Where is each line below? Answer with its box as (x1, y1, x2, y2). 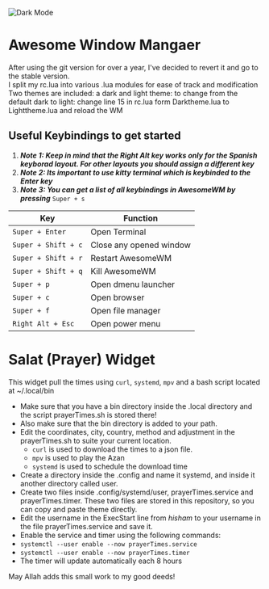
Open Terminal (90, 226, 147, 238)
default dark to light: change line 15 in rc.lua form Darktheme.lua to (8, 97, 230, 107)
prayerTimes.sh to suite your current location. (19, 435, 172, 445)
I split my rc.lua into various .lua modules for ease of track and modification (8, 79, 259, 89)
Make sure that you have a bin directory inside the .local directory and (19, 401, 253, 411)
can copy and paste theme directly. (19, 504, 138, 514)
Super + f (12, 305, 50, 315)
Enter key (19, 176, 53, 186)
